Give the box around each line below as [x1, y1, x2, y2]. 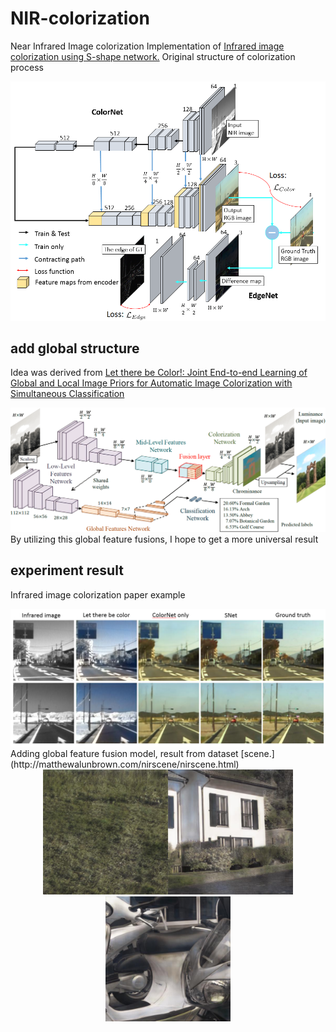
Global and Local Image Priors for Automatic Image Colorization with [10, 377, 293, 389]
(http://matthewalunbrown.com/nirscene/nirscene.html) [10, 758, 240, 771]
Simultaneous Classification [10, 388, 125, 400]
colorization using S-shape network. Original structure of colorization [10, 50, 296, 62]
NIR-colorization [10, 7, 150, 30]
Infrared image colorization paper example [10, 588, 186, 601]
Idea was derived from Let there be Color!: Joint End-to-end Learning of [10, 367, 308, 379]
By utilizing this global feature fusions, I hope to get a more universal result [10, 533, 319, 545]
